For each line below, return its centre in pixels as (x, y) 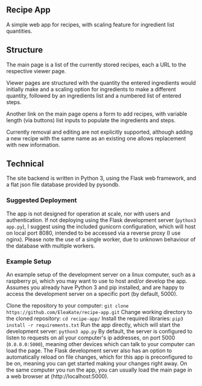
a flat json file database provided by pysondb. (63, 185)
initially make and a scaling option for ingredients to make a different (91, 89)
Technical (25, 164)
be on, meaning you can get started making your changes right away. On (97, 364)
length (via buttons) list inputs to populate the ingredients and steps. (91, 120)
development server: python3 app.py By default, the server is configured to (99, 332)
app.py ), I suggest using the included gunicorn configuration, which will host (101, 226)
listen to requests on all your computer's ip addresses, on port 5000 (91, 338)
